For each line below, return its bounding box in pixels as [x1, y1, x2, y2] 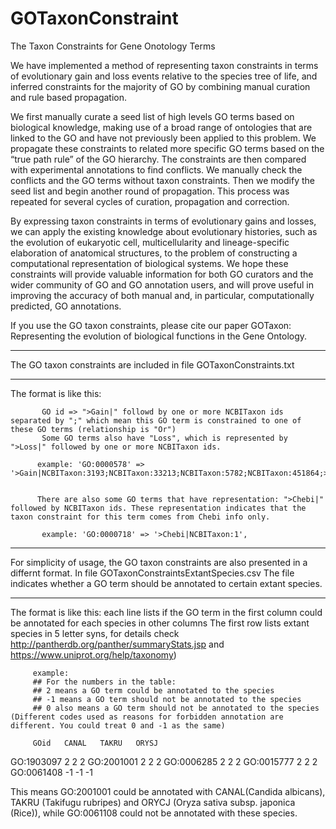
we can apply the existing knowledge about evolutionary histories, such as [10, 225, 318, 237]
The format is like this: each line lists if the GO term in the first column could [10, 606, 323, 618]
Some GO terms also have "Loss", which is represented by [41, 433, 288, 443]
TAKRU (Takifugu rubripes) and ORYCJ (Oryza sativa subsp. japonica [10, 796, 296, 808]
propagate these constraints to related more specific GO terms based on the [10, 142, 325, 154]
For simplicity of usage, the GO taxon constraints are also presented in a [10, 556, 308, 568]
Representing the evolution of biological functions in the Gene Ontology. [10, 330, 308, 342]
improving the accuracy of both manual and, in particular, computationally [10, 289, 315, 301]
